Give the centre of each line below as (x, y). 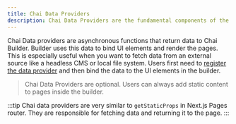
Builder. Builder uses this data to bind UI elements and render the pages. (113, 48)
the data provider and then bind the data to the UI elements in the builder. (114, 70)
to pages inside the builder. (64, 92)
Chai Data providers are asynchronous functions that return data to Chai (112, 40)
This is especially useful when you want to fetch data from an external (110, 55)
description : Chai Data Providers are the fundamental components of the (118, 20)
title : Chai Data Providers (49, 14)
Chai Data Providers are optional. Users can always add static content (126, 84)
